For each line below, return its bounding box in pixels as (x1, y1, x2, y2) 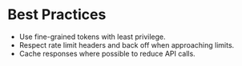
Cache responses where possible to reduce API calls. (18, 49, 196, 58)
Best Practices (7, 6, 107, 24)
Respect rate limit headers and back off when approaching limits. (18, 40, 235, 49)
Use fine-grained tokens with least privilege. (18, 32, 166, 41)
